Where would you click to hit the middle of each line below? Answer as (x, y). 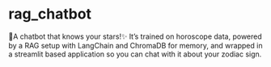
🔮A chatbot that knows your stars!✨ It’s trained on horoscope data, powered (135, 36)
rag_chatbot (50, 14)
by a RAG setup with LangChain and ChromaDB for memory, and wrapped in (135, 45)
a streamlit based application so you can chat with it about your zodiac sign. (135, 54)
